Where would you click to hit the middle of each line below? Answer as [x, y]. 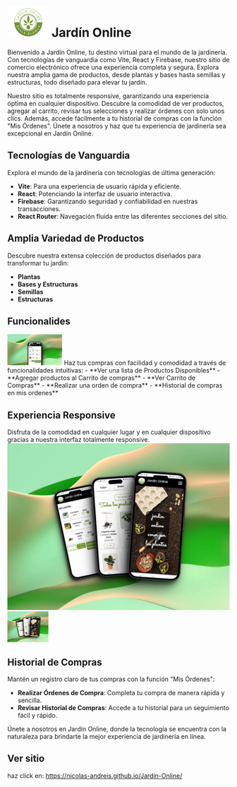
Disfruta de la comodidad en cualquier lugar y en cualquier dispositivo [109, 432]
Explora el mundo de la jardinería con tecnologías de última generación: [111, 172]
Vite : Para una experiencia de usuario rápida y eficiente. [99, 186]
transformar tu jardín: [38, 263]
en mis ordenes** [33, 393]
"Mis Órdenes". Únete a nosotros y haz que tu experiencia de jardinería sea [117, 126]
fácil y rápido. [37, 715]
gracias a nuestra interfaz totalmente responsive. [79, 440]
